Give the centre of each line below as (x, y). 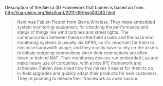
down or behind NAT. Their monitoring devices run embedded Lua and (88, 58)
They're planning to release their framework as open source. (78, 78)
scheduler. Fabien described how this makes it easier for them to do (85, 68)
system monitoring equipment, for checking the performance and (82, 27)
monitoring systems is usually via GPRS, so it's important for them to (86, 43)
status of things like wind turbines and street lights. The (73, 32)
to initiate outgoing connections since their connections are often (82, 53)
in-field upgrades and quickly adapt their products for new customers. (87, 73)
